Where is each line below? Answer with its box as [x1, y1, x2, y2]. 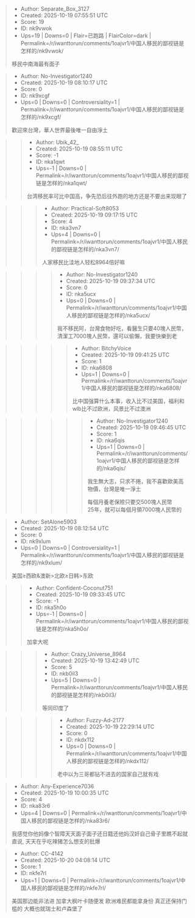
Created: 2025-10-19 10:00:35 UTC [20, 789, 109, 796]
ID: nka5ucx [66, 291, 96, 297]
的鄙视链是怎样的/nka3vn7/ [51, 246, 119, 253]
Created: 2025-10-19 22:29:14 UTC [66, 723, 155, 730]
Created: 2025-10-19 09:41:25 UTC [81, 351, 170, 358]
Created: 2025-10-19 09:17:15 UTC [51, 211, 138, 218]
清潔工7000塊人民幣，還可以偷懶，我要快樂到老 [57, 333, 177, 339]
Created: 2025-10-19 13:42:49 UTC [51, 657, 140, 664]
